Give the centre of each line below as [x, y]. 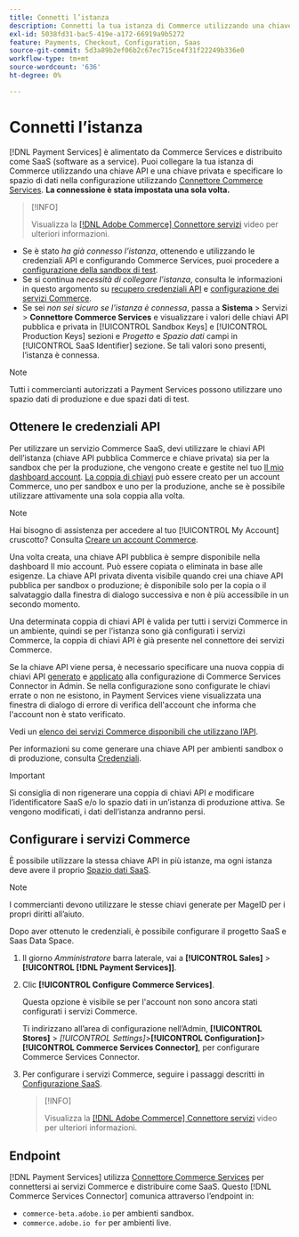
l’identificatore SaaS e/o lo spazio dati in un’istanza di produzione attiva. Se [147, 802]
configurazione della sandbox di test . [90, 270]
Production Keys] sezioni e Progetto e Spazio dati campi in [130, 336]
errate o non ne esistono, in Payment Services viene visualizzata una [135, 695]
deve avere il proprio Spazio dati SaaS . [80, 870]
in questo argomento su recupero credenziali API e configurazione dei [150, 288]
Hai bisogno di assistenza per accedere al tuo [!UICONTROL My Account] [144, 530]
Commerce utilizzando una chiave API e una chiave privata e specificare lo [146, 171]
